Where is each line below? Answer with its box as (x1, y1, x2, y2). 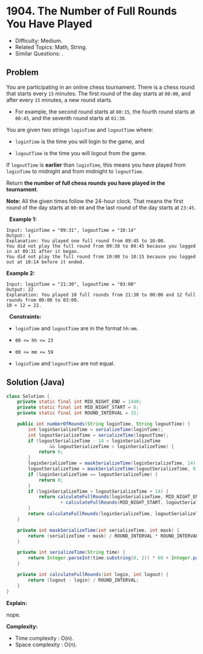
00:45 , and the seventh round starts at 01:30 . (14, 114, 127, 121)
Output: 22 (6, 286, 34, 292)
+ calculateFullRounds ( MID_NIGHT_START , (60, 499, 164, 505)
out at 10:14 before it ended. (6, 258, 85, 265)
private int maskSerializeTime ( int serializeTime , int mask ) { (17, 527, 180, 533)
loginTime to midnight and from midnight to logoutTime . (6, 167, 144, 175)
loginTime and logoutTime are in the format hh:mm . (14, 324, 139, 332)
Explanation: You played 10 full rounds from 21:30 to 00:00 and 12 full (6, 292, 196, 298)
